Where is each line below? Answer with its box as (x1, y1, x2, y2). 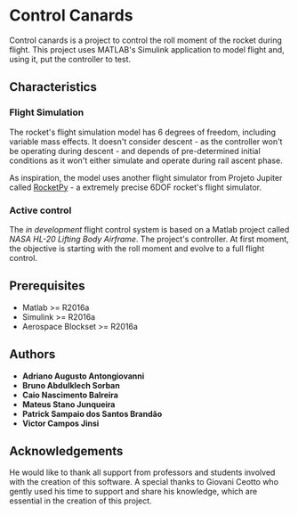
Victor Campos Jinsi (21, 418, 100, 429)
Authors (9, 347, 56, 362)
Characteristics (9, 79, 98, 94)
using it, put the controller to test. (9, 53, 132, 64)
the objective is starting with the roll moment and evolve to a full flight (9, 242, 265, 254)
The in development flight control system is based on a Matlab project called (9, 224, 290, 234)
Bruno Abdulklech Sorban (21, 380, 120, 390)
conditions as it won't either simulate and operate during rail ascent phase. (9, 155, 283, 166)
